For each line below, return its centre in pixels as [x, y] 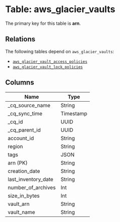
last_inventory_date [31, 179]
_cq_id [15, 121]
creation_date [24, 171]
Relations [20, 39]
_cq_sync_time [25, 113]
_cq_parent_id [24, 130]
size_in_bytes [24, 196]
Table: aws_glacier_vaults [60, 9]
